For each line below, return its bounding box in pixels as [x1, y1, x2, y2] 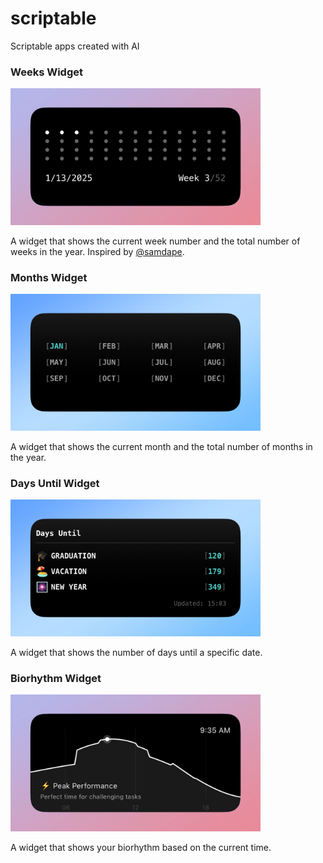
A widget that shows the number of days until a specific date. [10, 647, 263, 659]
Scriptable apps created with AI [10, 40, 140, 52]
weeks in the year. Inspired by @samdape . [10, 245, 185, 257]
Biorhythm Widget [10, 672, 102, 685]
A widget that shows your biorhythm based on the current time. [10, 842, 272, 854]
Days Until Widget [10, 476, 100, 490]
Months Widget [10, 270, 88, 284]
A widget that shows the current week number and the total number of [10, 235, 301, 247]
